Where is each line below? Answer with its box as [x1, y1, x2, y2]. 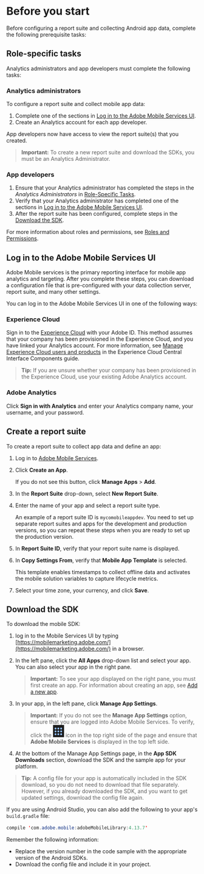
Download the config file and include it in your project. [15, 861, 151, 868]
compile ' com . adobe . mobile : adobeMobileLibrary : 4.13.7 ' [6, 825, 148, 831]
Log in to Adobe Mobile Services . [15, 454, 99, 461]
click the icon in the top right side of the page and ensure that [30, 731, 197, 739]
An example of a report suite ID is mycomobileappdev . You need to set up [15, 513, 194, 520]
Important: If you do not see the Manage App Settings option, [30, 712, 187, 719]
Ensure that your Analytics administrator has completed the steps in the [15, 184, 194, 191]
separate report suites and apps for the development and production [15, 520, 187, 527]
